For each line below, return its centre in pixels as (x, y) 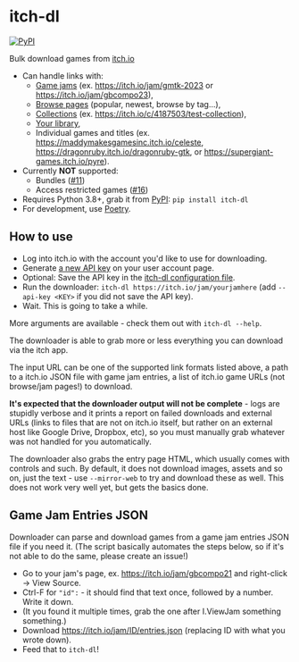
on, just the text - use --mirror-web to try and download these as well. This (146, 478)
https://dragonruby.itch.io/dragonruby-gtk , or (119, 151)
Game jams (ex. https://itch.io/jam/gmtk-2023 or (125, 85)
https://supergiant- (239, 151)
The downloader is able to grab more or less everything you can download (146, 340)
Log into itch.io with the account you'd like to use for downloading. (145, 258)
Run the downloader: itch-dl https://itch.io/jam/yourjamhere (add (149, 287)
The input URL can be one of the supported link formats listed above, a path (149, 367)
